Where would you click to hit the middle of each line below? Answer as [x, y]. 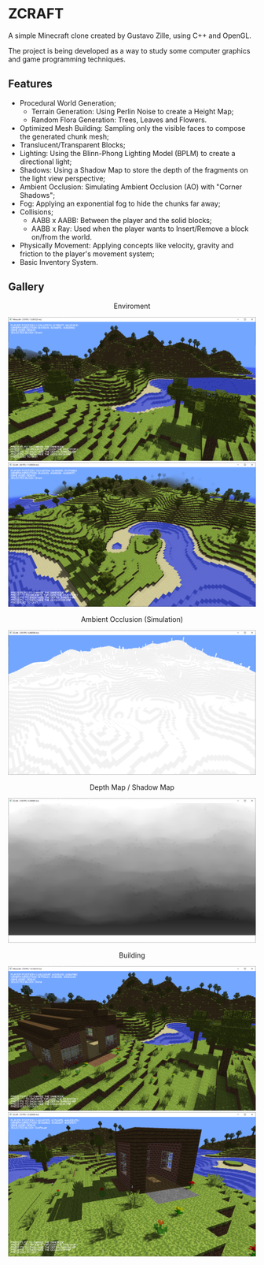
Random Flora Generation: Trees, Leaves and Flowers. [119, 120]
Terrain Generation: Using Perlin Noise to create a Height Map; [132, 111]
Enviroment [132, 306]
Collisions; [36, 212]
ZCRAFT [36, 14]
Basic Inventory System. [59, 262]
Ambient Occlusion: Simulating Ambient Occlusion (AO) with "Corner [130, 187]
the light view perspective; [62, 178]
